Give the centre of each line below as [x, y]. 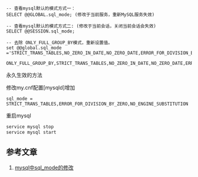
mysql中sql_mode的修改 [44, 168]
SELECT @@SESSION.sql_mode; [41, 31]
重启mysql [19, 116]
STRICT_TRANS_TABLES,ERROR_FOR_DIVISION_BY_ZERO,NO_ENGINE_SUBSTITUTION [97, 104]
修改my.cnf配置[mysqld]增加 [41, 88]
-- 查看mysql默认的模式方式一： [41, 8]
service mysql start [32, 132]
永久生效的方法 [24, 75]
